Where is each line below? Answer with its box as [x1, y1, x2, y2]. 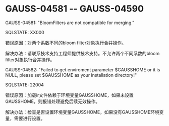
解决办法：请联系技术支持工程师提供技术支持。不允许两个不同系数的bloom [5, 50, 160, 56]
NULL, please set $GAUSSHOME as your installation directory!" [5, 72, 137, 78]
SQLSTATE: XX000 [5, 29, 44, 35]
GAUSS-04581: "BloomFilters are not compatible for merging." [5, 20, 135, 26]
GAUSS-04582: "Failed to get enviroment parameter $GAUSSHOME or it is [5, 66, 160, 73]
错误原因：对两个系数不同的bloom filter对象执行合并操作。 [5, 40, 126, 46]
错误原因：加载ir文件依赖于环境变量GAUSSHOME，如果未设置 [5, 92, 134, 98]
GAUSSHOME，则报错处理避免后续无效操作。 [5, 98, 100, 104]
